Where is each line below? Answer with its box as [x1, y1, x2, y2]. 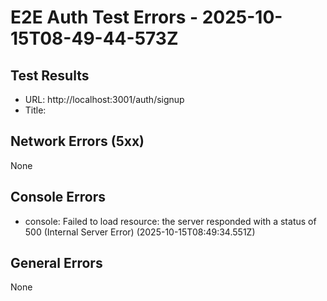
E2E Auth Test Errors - [10, 6, 199, 29]
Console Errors [10, 189, 106, 206]
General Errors [10, 255, 103, 272]
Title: [24, 104, 47, 116]
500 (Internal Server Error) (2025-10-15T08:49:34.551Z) [24, 226, 256, 238]
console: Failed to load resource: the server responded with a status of [24, 215, 317, 227]
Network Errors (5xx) [10, 133, 145, 150]
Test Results [10, 67, 90, 84]
